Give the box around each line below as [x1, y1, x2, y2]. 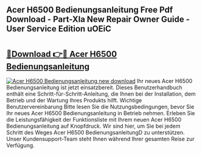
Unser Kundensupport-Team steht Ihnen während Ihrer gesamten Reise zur [6, 136, 195, 142]
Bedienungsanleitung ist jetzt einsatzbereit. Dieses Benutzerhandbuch [6, 84, 183, 91]
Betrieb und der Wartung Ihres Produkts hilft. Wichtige [6, 97, 142, 104]
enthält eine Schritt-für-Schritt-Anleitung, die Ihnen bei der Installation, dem [6, 90, 196, 97]
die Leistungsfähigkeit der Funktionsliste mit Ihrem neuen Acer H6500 [6, 116, 182, 123]
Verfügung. [6, 142, 35, 149]
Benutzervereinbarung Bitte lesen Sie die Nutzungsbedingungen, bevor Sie [6, 103, 195, 110]
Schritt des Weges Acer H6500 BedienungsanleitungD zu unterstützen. [6, 129, 185, 136]
